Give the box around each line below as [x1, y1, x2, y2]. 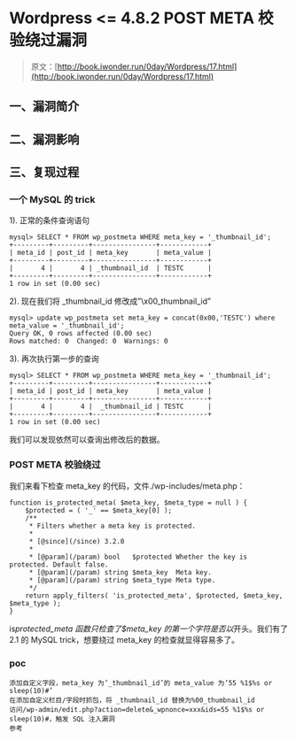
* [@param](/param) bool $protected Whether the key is [28, 552, 248, 561]
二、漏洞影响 [9, 132, 80, 147]
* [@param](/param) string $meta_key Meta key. [28, 567, 213, 576]
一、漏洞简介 [9, 99, 80, 114]
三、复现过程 [9, 165, 80, 180]
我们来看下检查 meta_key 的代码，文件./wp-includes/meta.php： [9, 480, 245, 491]
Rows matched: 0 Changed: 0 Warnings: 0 [9, 337, 168, 346]
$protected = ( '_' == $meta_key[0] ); [25, 506, 173, 514]
